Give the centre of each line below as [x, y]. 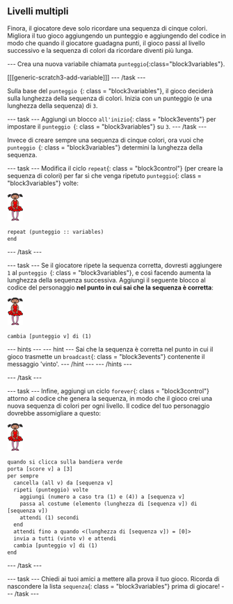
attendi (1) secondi [49, 518]
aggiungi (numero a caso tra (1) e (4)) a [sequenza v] [103, 497]
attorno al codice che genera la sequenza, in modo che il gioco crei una [110, 398]
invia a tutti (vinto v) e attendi [65, 539]
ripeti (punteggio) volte [51, 490]
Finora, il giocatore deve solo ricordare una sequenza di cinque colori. [107, 28]
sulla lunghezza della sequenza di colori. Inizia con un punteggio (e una [110, 98]
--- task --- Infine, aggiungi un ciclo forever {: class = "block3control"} [109, 391]
